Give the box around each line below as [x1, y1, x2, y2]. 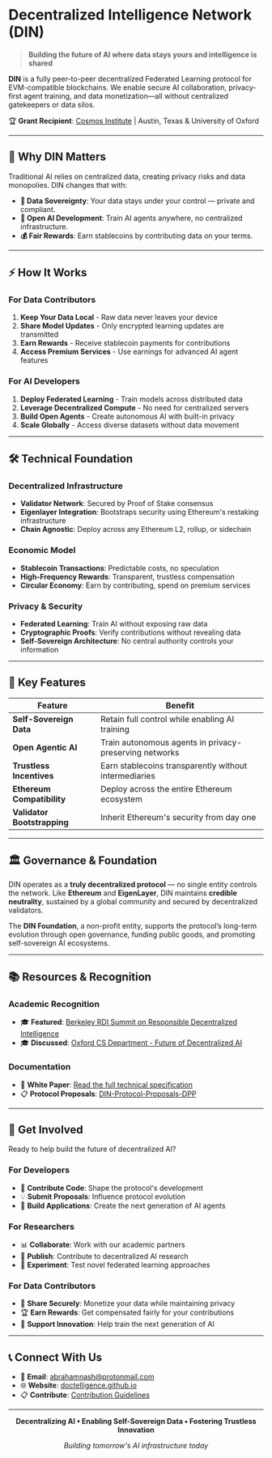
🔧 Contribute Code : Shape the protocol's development [19, 1183, 204, 1192]
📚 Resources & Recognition [8, 970, 152, 984]
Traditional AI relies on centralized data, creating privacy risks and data [8, 172, 245, 181]
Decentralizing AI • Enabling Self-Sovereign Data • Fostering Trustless [15, 1417, 257, 1426]
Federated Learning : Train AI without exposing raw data [19, 619, 208, 629]
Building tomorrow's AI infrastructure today [63, 1441, 209, 1451]
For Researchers [8, 1221, 75, 1232]
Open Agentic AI [12, 742, 78, 753]
